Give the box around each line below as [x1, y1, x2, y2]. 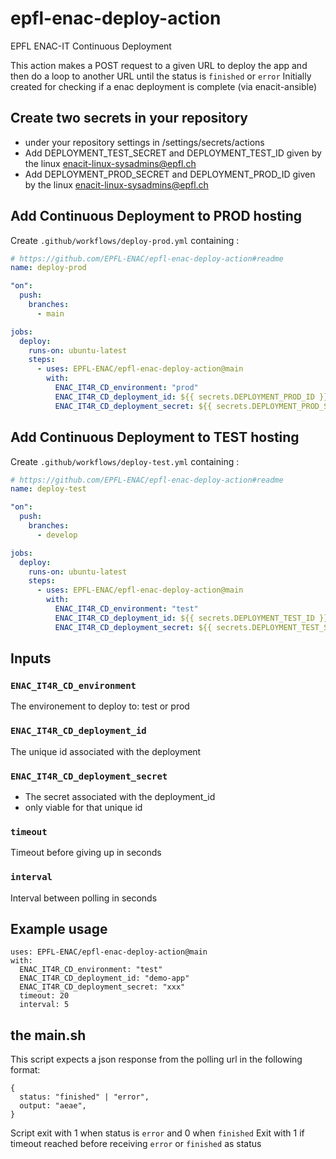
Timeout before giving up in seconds [10, 847, 162, 859]
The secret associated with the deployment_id [24, 790, 216, 802]
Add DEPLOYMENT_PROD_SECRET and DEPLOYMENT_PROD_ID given [24, 168, 316, 180]
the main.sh [10, 1027, 87, 1044]
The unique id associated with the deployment [10, 745, 202, 757]
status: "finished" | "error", [19, 1092, 150, 1102]
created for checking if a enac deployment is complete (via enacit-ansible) [10, 80, 318, 92]
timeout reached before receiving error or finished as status [10, 1138, 262, 1150]
